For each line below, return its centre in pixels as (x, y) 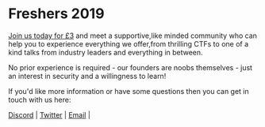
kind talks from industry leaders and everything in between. (106, 52)
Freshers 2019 (56, 14)
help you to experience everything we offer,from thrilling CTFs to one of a (129, 43)
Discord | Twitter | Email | (50, 114)
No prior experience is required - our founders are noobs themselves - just (130, 67)
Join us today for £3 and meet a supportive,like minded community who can (133, 35)
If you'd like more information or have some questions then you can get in (129, 91)
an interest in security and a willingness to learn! (87, 76)
